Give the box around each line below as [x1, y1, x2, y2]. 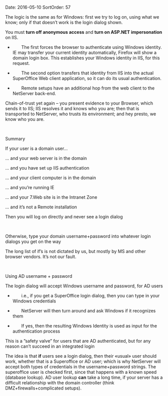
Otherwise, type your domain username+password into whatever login [5, 233, 151, 239]
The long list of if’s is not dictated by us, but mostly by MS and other [5, 249, 146, 254]
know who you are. [5, 116, 45, 122]
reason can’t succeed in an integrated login [5, 343, 95, 349]
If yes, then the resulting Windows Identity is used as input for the [21, 323, 157, 329]
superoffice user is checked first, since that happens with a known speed [5, 369, 157, 375]
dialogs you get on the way [5, 239, 61, 245]
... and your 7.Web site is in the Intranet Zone [5, 194, 98, 200]
